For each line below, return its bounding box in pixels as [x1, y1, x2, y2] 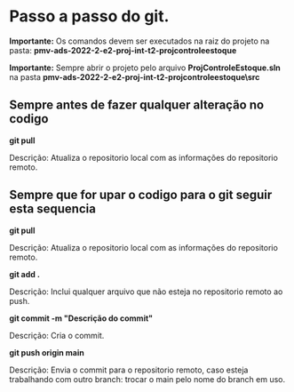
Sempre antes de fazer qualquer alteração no [9, 98, 265, 113]
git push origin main [9, 347, 84, 357]
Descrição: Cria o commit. [9, 330, 105, 340]
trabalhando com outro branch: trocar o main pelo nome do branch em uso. [9, 373, 286, 384]
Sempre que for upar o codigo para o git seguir [9, 188, 273, 203]
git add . [9, 268, 40, 279]
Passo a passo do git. [9, 6, 170, 27]
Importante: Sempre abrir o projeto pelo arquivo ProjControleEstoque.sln [9, 62, 282, 73]
